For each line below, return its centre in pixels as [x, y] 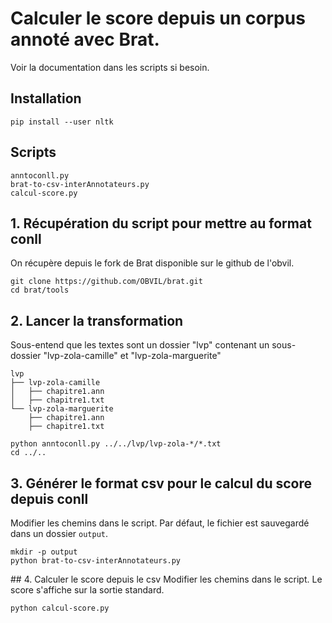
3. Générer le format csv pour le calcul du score [161, 483]
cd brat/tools [40, 290]
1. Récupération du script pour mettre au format [161, 223]
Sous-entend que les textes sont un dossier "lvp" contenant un [140, 345]
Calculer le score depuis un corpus [158, 18]
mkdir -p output [44, 552]
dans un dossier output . [59, 533]
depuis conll [49, 498]
